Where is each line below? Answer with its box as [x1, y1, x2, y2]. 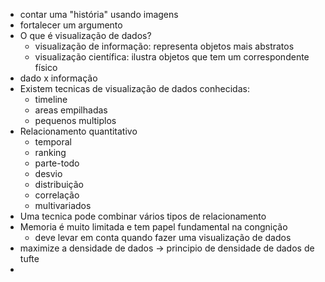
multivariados [34, 200, 92, 211]
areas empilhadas [34, 104, 108, 116]
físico [34, 62, 58, 73]
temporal [34, 136, 72, 148]
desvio [34, 168, 63, 179]
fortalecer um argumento [19, 19, 123, 31]
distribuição [34, 179, 84, 190]
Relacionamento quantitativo [19, 125, 138, 137]
